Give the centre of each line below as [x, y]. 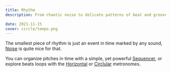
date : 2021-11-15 [24, 24]
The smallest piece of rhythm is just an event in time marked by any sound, [84, 43]
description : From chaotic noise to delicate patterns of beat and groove [86, 15]
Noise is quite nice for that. [34, 49]
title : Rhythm [20, 10]
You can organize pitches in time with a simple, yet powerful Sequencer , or [84, 59]
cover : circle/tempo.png [32, 29]
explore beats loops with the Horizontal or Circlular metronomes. [73, 64]
